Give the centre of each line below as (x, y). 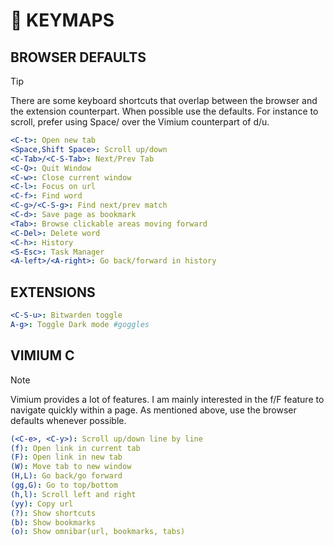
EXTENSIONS (53, 292)
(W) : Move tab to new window (71, 467)
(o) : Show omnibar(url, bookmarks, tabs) (98, 532)
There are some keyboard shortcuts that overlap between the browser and (164, 100)
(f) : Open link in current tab (75, 448)
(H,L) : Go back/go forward (66, 476)
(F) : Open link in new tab (66, 457)
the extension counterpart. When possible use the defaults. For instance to (164, 111)
